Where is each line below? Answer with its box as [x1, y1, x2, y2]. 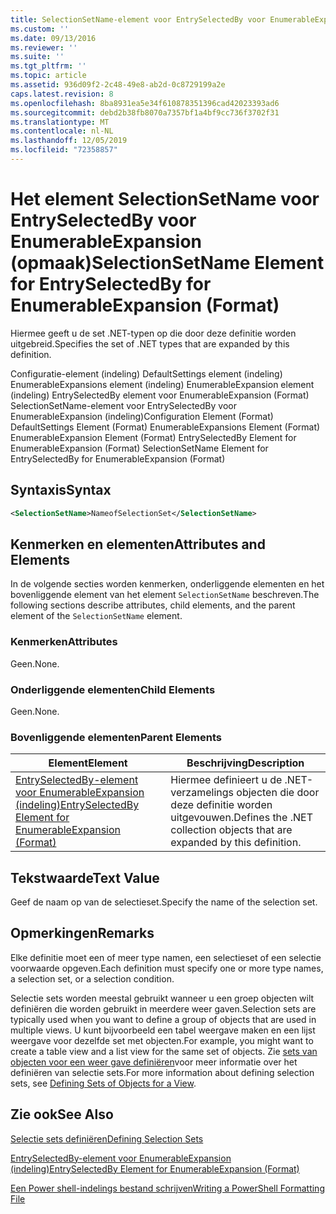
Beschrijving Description [186, 756, 305, 770]
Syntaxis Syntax [10, 482, 112, 499]
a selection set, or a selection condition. [10, 972, 175, 985]
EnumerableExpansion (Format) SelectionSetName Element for [10, 442, 269, 454]
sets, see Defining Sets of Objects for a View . [10, 1077, 197, 1089]
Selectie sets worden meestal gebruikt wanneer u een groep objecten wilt [10, 992, 315, 1004]
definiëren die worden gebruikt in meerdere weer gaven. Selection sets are [10, 1002, 317, 1015]
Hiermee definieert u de [170, 773, 283, 787]
